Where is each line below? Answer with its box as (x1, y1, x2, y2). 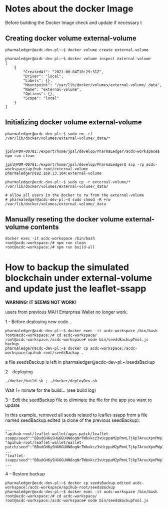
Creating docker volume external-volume (5, 34, 136, 43)
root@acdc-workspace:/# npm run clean (5, 240, 86, 245)
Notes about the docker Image (5, 3, 133, 15)
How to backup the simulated (5, 262, 129, 273)
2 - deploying (5, 369, 33, 375)
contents (30, 222, 59, 231)
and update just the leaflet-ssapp (5, 283, 146, 294)
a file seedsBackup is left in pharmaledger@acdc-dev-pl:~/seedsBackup (5, 359, 155, 365)
